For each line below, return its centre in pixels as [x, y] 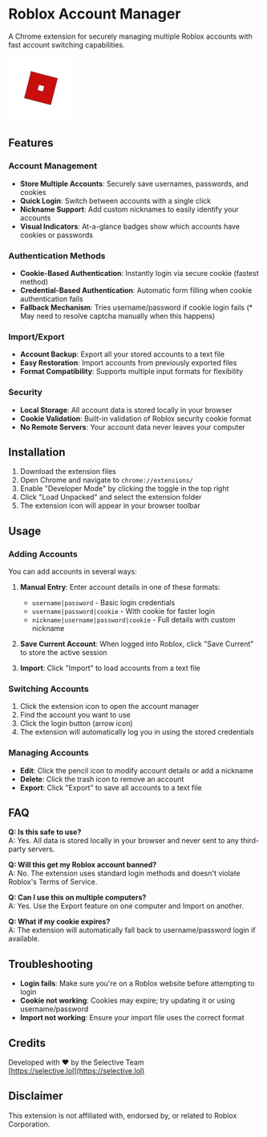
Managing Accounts [49, 753]
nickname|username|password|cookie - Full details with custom [133, 620]
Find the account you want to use [75, 715]
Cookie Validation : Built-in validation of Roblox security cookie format [136, 418]
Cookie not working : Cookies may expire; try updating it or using [127, 1001]
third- [249, 841]
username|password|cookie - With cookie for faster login [123, 612]
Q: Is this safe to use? [45, 832]
